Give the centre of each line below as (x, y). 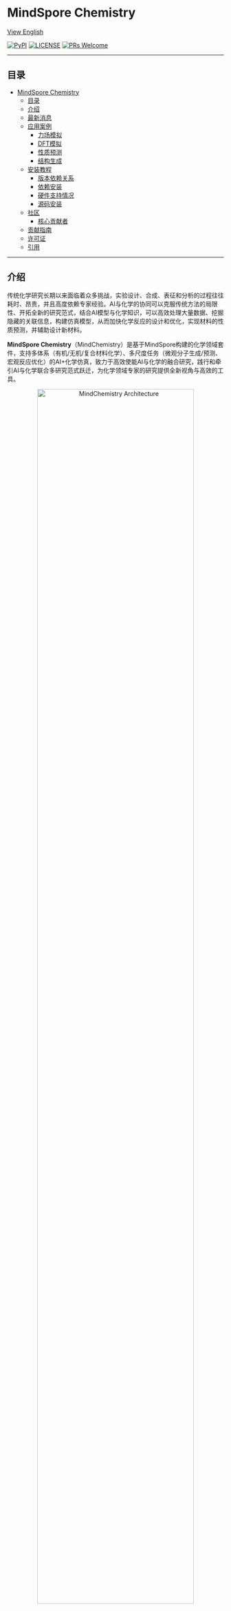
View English (25, 32)
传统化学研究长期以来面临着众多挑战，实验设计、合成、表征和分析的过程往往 (115, 295)
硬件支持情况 (56, 195)
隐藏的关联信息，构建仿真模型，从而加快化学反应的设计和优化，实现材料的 (112, 321)
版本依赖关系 (56, 178)
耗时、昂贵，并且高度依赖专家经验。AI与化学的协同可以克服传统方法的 (107, 304)
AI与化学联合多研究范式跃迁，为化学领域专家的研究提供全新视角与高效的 (115, 370)
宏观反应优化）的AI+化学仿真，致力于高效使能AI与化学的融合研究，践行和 (111, 362)
